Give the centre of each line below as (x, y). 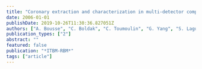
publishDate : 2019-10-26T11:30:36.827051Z (60, 23)
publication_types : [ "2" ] (38, 34)
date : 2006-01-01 (28, 17)
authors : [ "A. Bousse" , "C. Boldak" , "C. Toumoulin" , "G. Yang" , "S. (95, 28)
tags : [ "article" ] (29, 56)
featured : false (26, 46)
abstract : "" (23, 40)
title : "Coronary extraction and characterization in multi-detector (95, 12)
